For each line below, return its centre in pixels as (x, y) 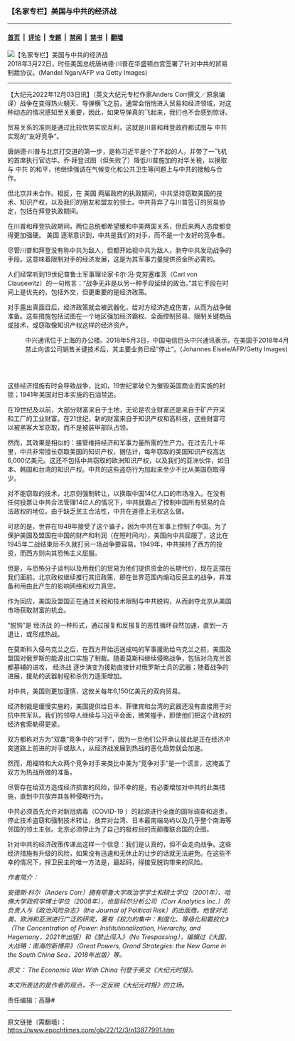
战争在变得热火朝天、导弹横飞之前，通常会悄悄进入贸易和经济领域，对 (122, 103)
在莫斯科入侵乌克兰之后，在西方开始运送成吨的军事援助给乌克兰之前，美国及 (119, 649)
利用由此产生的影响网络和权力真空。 (66, 586)
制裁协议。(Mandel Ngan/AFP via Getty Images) (77, 72)
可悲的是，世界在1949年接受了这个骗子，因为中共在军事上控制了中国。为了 (117, 526)
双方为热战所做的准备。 (42, 772)
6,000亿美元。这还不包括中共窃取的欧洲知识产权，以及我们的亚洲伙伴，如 (116, 460)
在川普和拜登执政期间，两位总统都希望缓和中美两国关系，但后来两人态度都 (116, 226)
